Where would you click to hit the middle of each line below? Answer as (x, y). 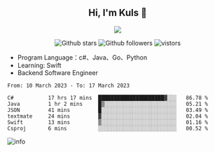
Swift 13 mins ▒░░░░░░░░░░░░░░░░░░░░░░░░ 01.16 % (108, 122)
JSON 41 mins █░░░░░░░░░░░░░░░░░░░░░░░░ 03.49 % (108, 110)
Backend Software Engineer (57, 72)
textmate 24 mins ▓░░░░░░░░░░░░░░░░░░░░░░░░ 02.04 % (108, 116)
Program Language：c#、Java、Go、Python (82, 57)
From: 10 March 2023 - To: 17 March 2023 (69, 85)
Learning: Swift (39, 65)
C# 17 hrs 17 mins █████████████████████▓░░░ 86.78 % (108, 98)
